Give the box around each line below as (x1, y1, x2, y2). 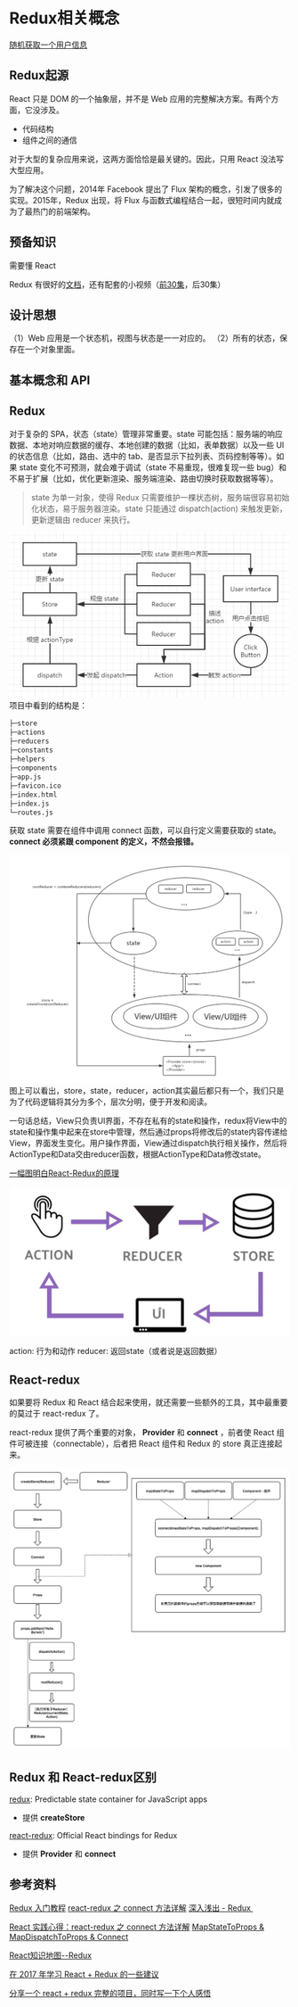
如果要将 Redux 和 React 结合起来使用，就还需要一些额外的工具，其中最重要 (9, 1397, 288, 1408)
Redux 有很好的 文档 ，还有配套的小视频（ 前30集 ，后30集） (9, 278, 226, 290)
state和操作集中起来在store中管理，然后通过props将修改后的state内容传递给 (9, 1127, 288, 1137)
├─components (9, 764, 58, 772)
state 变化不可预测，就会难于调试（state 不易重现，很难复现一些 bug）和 (19, 461, 287, 473)
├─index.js (9, 799, 50, 808)
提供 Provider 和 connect (21, 1848, 117, 1859)
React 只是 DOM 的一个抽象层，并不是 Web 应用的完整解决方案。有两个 (9, 93, 271, 103)
